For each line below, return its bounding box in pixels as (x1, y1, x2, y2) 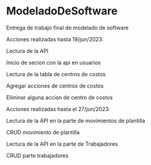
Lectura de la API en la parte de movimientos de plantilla (6, 117, 146, 124)
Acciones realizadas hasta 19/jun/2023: (6, 35, 104, 43)
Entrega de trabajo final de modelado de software (6, 24, 129, 31)
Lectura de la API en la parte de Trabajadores (6, 140, 118, 148)
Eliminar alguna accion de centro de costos (6, 94, 113, 101)
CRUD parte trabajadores (6, 152, 69, 159)
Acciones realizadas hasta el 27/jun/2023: (6, 105, 111, 112)
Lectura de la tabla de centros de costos (6, 70, 106, 77)
